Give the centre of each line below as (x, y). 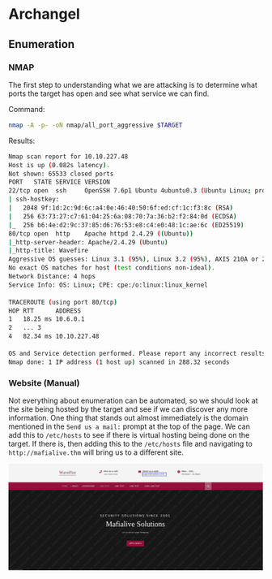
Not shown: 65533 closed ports (61, 174)
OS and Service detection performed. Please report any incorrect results (137, 353)
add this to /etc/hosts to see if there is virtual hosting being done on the (129, 434)
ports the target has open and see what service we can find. (109, 93)
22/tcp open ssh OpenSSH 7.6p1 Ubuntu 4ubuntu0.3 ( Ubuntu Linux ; (130, 191)
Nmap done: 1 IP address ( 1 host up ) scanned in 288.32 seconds (119, 362)
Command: (27, 109)
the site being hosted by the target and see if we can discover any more (128, 409)
